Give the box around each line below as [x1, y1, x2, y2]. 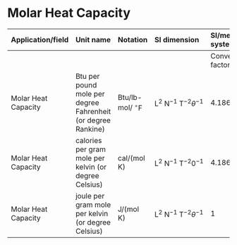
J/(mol [117, 204, 140, 214]
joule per [75, 191, 105, 201]
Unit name [75, 34, 111, 44]
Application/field [11, 34, 69, 44]
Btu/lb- [117, 93, 142, 103]
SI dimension [154, 34, 200, 44]
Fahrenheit [75, 106, 111, 116]
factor [210, 60, 231, 70]
